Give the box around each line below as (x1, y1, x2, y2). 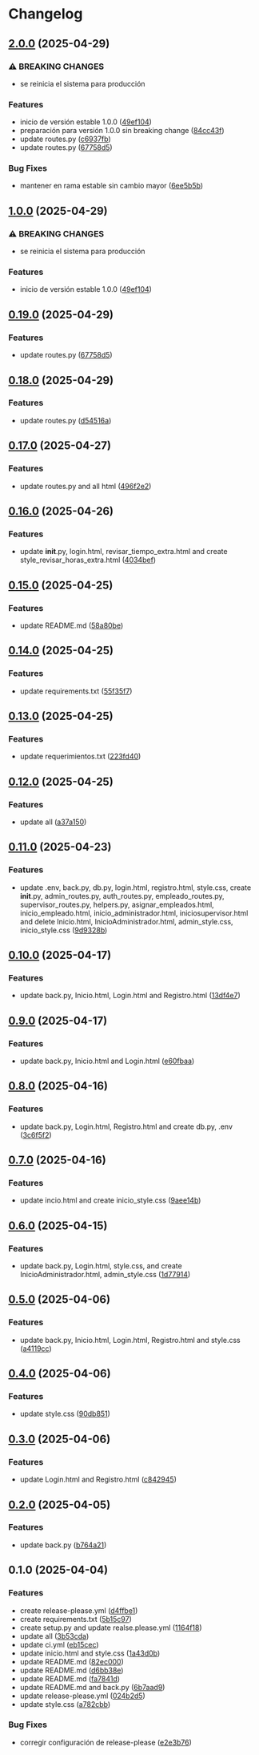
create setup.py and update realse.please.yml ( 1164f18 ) (19, 1623, 202, 1632)
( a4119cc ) (19, 1344, 52, 1353)
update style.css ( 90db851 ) (19, 1409, 110, 1419)
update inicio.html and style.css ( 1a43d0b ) (19, 1648, 161, 1658)
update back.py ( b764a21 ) (19, 1540, 107, 1550)
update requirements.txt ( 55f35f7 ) (19, 686, 133, 696)
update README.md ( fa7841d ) (19, 1673, 121, 1684)
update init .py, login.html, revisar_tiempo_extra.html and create (19, 547, 228, 556)
